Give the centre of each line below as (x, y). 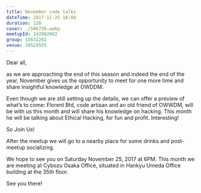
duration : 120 (24, 23)
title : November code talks (41, 12)
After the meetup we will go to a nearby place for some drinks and (88, 141)
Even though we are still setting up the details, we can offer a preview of (95, 98)
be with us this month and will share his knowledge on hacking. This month (99, 111)
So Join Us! (20, 129)
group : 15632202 (26, 40)
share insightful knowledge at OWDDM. (55, 87)
